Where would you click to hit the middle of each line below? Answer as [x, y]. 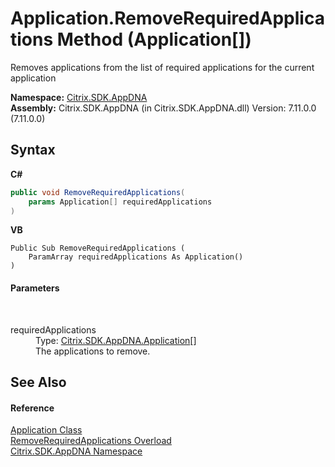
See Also [38, 382]
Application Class [46, 430]
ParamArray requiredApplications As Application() [136, 257]
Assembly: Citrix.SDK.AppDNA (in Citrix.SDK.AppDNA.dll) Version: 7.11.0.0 [163, 108]
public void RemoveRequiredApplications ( [98, 192]
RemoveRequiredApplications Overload [91, 441]
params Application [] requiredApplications [120, 202]
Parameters [35, 288]
